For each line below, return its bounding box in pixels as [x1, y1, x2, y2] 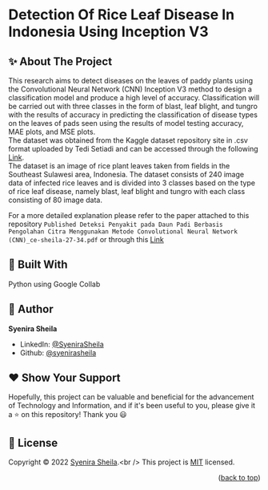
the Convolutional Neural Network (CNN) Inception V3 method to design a [8, 84, 252, 94]
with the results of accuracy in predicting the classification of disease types [8, 110, 258, 119]
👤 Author [8, 302, 54, 316]
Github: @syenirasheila [19, 347, 97, 358]
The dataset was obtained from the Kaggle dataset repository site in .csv [8, 136, 248, 145]
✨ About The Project [8, 55, 113, 68]
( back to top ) [218, 473, 261, 483]
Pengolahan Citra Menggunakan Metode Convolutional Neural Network [8, 228, 238, 236]
